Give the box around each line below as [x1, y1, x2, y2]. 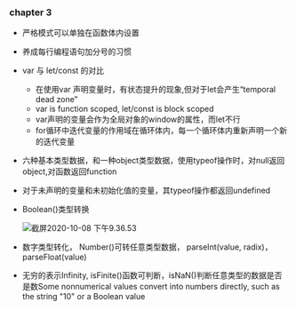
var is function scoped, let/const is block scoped [35, 104, 215, 115]
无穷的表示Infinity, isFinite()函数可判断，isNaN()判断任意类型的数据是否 [21, 270, 283, 281]
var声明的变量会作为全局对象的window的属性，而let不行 [35, 114, 241, 125]
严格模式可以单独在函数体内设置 [21, 28, 140, 38]
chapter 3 [9, 6, 52, 19]
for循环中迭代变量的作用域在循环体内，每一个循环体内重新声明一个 [35, 125, 280, 136]
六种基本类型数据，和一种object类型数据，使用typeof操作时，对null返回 [21, 155, 285, 166]
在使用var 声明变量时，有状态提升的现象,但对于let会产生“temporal [35, 84, 276, 95]
